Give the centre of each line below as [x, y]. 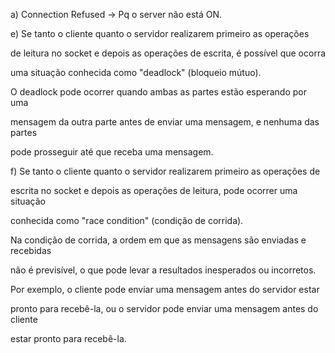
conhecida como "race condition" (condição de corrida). [127, 220]
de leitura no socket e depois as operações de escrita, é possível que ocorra [168, 53]
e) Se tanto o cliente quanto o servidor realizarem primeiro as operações [160, 33]
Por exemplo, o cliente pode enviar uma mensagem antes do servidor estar [165, 289]
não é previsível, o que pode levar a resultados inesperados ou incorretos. [163, 270]
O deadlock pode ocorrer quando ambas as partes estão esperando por [158, 92]
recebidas [31, 250]
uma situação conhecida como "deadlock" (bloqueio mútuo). [136, 72]
